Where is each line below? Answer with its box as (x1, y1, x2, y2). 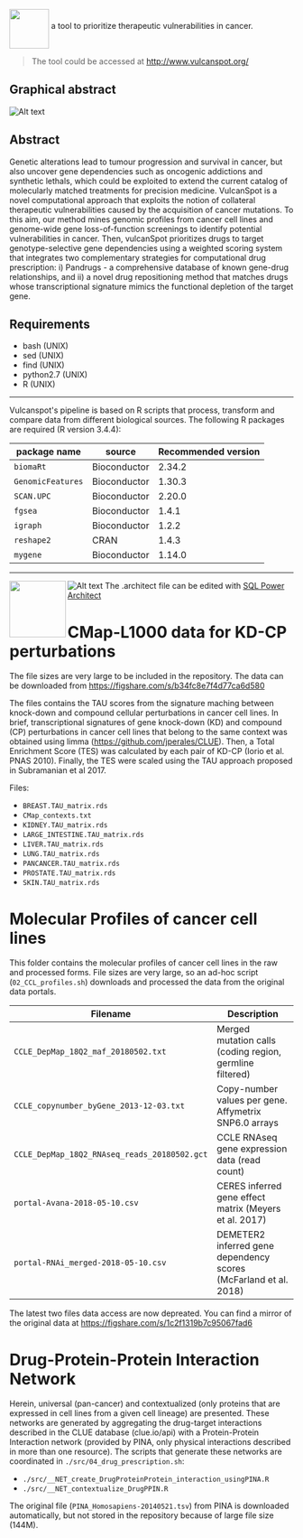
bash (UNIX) (22, 340, 69, 351)
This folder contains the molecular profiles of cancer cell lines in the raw (9, 957, 278, 968)
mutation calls (216, 1034, 277, 1047)
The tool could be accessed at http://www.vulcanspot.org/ (31, 56, 250, 67)
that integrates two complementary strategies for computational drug (9, 252, 266, 263)
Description (226, 1008, 280, 1021)
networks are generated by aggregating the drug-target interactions (9, 1418, 262, 1429)
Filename (90, 1008, 132, 1021)
